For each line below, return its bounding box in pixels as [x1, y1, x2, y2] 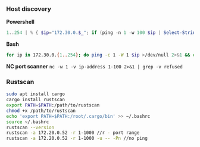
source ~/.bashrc [6, 118, 49, 125]
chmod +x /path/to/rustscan [6, 108, 76, 114]
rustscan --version [6, 124, 55, 130]
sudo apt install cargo [6, 91, 65, 97]
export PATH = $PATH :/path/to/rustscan [6, 102, 100, 108]
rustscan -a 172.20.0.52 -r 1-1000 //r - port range [6, 130, 140, 136]
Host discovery [6, 5, 52, 13]
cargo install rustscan [6, 97, 65, 103]
